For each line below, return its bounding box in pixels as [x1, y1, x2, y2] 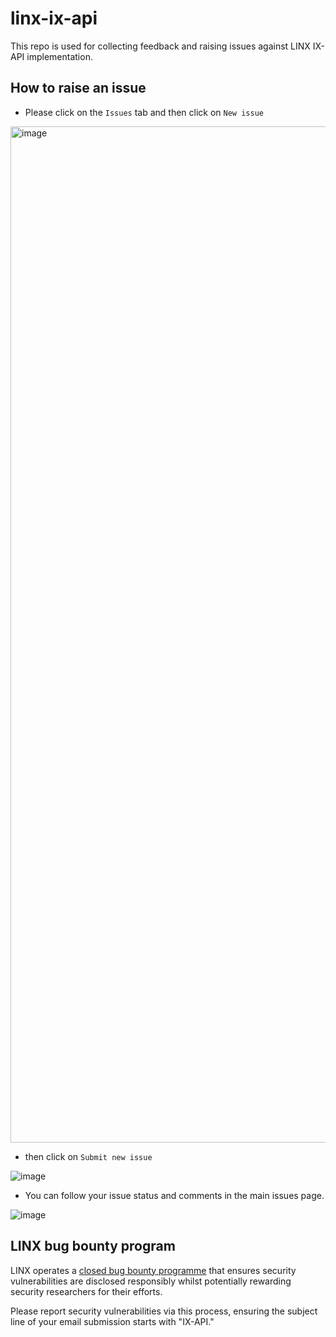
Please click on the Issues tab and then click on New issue [24, 106, 264, 118]
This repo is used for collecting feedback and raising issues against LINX [10, 40, 311, 52]
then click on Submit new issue [24, 1150, 153, 1162]
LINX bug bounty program [10, 1238, 176, 1255]
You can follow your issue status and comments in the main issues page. [24, 1189, 325, 1201]
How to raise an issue [10, 80, 147, 97]
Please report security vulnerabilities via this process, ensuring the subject [10, 1305, 318, 1317]
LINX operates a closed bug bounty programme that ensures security [10, 1264, 297, 1276]
